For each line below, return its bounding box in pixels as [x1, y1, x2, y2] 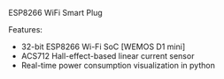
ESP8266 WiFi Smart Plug [8, 8, 103, 18]
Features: [8, 25, 43, 34]
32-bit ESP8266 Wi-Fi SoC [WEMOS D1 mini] [20, 41, 186, 52]
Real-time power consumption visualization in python [20, 61, 216, 70]
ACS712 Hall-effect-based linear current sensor [20, 51, 195, 61]
